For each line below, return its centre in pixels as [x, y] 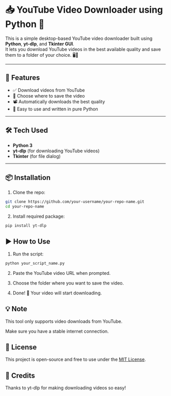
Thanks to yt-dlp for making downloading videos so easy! [66, 388]
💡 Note [16, 309]
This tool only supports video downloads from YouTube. [64, 321]
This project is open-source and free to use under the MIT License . [76, 359]
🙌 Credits [20, 375]
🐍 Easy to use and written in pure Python [55, 109]
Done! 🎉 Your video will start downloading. [57, 293]
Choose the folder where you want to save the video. [68, 283]
